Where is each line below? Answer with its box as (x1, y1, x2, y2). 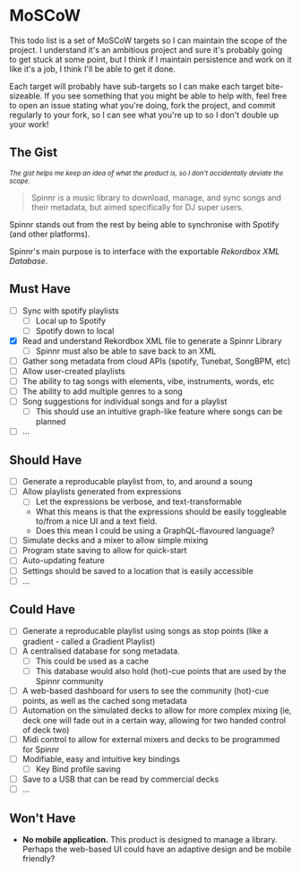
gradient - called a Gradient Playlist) (21, 636, 156, 646)
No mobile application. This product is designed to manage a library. (21, 834, 278, 844)
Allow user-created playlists (21, 365, 125, 376)
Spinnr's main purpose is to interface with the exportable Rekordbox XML (9, 245, 280, 256)
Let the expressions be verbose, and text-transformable (35, 496, 242, 507)
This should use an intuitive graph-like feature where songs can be (35, 407, 283, 417)
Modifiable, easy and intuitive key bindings (21, 753, 181, 764)
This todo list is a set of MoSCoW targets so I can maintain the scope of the (9, 35, 288, 46)
